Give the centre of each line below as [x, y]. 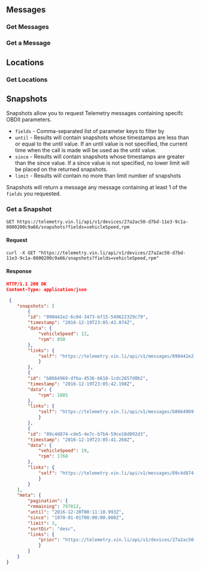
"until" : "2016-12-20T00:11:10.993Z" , [76, 512]
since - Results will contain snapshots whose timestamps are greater [100, 157]
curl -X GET [21, 253]
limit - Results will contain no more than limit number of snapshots [98, 176]
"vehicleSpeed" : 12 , [64, 334]
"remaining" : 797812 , [55, 507]
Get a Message [28, 43]
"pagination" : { [48, 501]
